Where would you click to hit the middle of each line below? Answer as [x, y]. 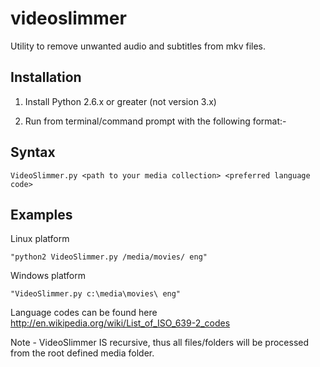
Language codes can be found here [84, 313]
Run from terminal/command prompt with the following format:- [155, 121]
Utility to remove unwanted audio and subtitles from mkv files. [138, 46]
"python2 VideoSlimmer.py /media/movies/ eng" [109, 257]
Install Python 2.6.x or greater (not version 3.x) [120, 101]
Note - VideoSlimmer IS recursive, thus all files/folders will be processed [160, 343]
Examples [41, 214]
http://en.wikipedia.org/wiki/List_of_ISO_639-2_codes [120, 323]
